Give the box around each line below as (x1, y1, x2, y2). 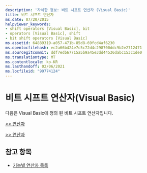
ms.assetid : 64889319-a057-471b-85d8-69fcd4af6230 (5, 41, 115, 46)
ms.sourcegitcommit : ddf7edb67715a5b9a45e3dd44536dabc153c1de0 (5, 50, 142, 55)
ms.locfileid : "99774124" (5, 69, 60, 74)
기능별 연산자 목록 (12, 162, 48, 168)
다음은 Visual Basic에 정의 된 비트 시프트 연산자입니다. (5, 110, 113, 116)
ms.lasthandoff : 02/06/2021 (5, 64, 65, 69)
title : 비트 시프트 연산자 (5, 12, 54, 17)
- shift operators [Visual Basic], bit (5, 26, 90, 31)
